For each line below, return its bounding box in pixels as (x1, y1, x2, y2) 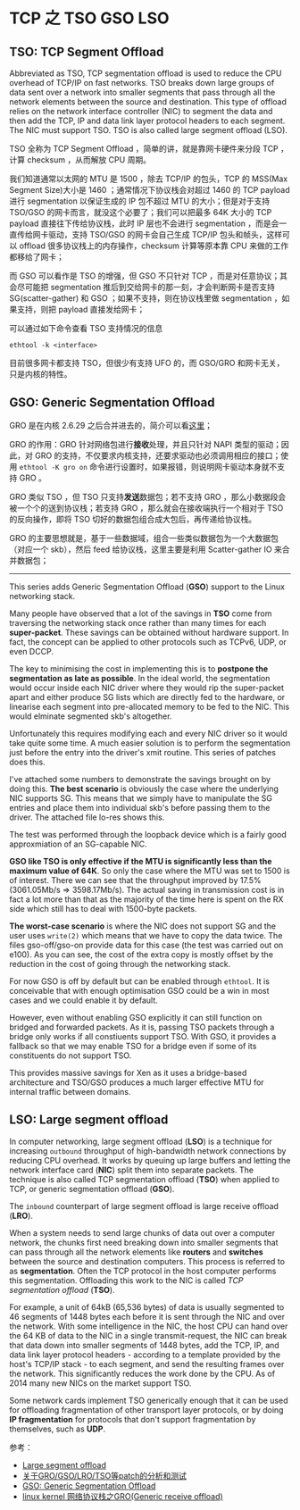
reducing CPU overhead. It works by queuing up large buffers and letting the (9, 1155, 291, 1165)
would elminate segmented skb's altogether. (9, 711, 172, 722)
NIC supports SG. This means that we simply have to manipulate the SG (9, 792, 273, 804)
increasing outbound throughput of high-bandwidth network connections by (9, 1145, 287, 1156)
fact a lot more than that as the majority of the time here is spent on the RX (9, 894, 284, 905)
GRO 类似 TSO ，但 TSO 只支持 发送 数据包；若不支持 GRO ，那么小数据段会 (9, 491, 287, 502)
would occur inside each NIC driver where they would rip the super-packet (9, 682, 284, 693)
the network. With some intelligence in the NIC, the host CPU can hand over (9, 1321, 288, 1331)
